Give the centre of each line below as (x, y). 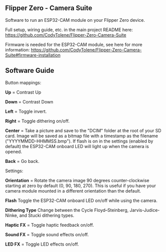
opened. (14, 151)
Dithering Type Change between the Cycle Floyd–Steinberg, (67, 210)
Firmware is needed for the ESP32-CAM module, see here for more (74, 45)
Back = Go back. (22, 161)
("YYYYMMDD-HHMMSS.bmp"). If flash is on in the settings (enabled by (79, 141)
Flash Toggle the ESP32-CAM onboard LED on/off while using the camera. (81, 201)
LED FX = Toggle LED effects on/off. (42, 244)
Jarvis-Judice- (145, 210)
